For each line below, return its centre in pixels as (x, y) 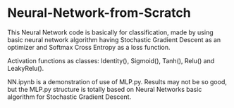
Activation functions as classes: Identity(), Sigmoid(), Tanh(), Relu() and (111, 60)
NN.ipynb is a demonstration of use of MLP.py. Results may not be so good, (117, 81)
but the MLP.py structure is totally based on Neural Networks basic (105, 89)
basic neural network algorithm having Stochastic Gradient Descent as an (114, 39)
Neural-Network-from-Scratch (99, 13)
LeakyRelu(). (26, 68)
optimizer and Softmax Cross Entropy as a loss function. (89, 47)
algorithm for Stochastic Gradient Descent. (69, 97)
